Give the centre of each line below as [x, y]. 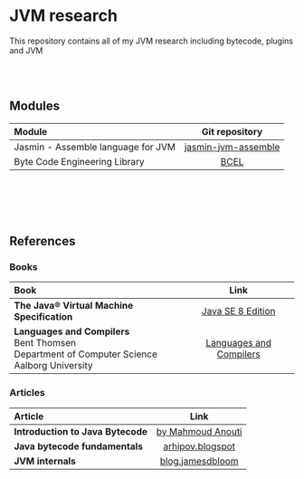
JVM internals [45, 461]
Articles [27, 393]
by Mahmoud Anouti [199, 431]
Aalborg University [53, 366]
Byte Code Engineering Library [79, 161]
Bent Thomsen [45, 343]
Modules [35, 106]
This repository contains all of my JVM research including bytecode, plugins [152, 41]
